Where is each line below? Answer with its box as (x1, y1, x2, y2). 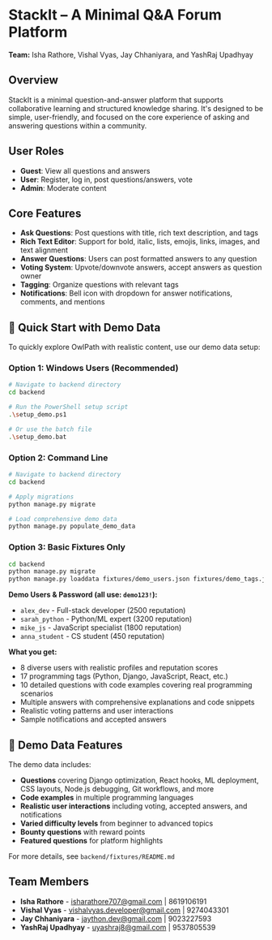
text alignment (19, 245, 69, 255)
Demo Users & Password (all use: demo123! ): (8, 590, 158, 600)
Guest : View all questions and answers (19, 166, 151, 175)
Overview (8, 73, 59, 87)
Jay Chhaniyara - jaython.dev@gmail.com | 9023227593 (19, 913, 212, 923)
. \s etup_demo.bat (8, 433, 67, 441)
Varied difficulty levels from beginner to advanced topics (19, 818, 214, 829)
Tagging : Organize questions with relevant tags (19, 280, 180, 290)
